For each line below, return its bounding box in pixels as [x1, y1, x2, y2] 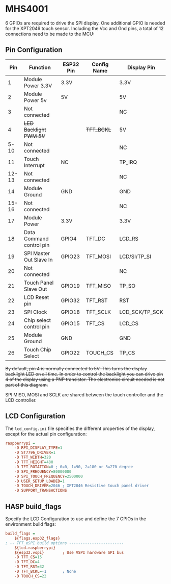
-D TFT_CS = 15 [14, 554, 42, 560]
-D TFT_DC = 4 [14, 560, 40, 565]
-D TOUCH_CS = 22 [14, 573, 47, 579]
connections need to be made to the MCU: [5, 31, 95, 37]
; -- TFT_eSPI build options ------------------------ [5, 540, 124, 546]
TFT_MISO [85, 282, 111, 289]
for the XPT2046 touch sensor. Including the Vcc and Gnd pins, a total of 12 [5, 25, 164, 31]
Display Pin [127, 64, 155, 71]
